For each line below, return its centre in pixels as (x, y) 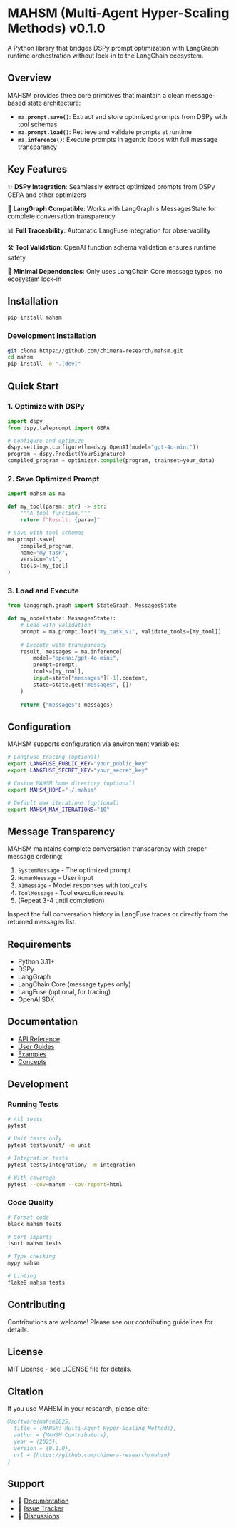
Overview (30, 78)
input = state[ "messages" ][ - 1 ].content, (91, 678)
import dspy (25, 421)
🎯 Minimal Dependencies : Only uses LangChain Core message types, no (115, 271)
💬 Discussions (39, 1516)
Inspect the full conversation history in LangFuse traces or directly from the (118, 914)
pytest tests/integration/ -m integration (71, 1165)
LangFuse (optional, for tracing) (64, 992)
